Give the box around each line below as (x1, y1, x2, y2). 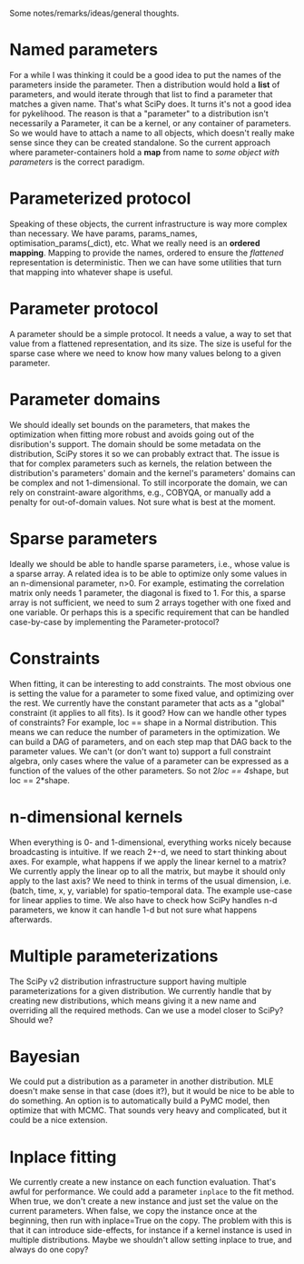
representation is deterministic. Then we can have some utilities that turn (9, 256, 282, 267)
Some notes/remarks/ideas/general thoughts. (9, 8, 180, 18)
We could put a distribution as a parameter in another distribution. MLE (9, 1076, 274, 1087)
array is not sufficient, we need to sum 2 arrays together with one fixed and (9, 597, 291, 608)
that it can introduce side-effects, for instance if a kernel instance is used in (9, 1225, 292, 1236)
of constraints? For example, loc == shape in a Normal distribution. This (9, 717, 277, 728)
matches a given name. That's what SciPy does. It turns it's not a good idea (9, 98, 292, 109)
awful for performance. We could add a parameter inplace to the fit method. (9, 1186, 295, 1198)
